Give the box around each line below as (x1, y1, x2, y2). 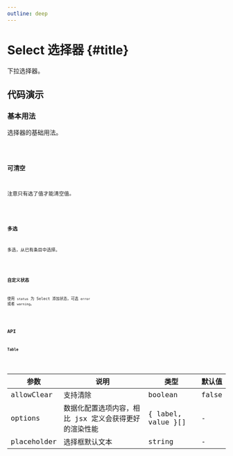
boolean (148, 390, 178, 399)
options (10, 414, 40, 423)
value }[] (148, 418, 187, 427)
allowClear (10, 390, 53, 399)
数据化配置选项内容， (63, 404, 133, 413)
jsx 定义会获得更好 (74, 414, 141, 423)
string (148, 437, 174, 446)
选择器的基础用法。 (7, 128, 62, 137)
